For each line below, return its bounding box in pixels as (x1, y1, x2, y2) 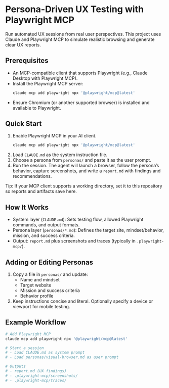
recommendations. (12, 173, 52, 179)
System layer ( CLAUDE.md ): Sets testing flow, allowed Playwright (12, 216, 144, 223)
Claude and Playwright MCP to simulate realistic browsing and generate (5, 36, 155, 42)
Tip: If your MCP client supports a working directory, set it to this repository (5, 183, 163, 189)
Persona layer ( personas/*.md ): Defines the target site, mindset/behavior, (12, 227, 164, 233)
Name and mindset (20, 276, 60, 282)
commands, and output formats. (12, 222, 80, 228)
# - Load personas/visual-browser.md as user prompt (5, 355, 119, 360)
